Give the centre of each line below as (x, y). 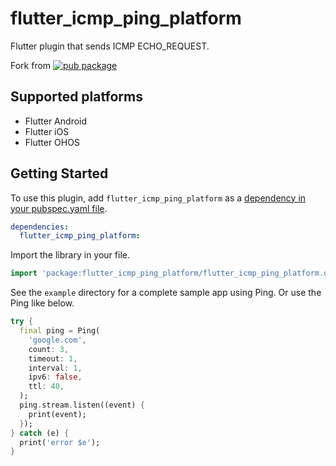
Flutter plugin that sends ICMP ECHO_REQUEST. (110, 46)
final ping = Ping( (60, 331)
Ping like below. (42, 303)
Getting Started (59, 173)
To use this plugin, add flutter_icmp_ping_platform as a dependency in (158, 198)
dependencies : (40, 227)
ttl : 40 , (46, 387)
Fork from (31, 65)
